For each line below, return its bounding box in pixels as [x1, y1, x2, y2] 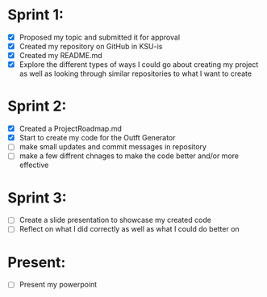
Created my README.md [19, 51, 102, 61]
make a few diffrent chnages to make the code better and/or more [19, 151, 240, 161]
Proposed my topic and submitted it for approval [19, 32, 181, 42]
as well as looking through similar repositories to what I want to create [19, 69, 252, 78]
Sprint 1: [7, 6, 64, 24]
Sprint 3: [7, 188, 67, 207]
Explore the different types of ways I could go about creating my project [19, 60, 259, 69]
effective [19, 160, 49, 170]
